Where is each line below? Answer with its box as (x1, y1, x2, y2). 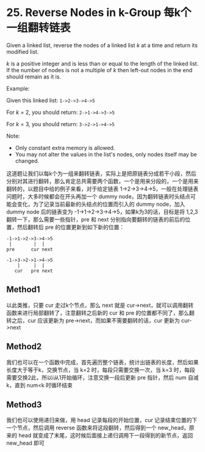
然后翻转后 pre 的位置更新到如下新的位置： (16, 223, 125, 230)
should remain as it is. (6, 73, 62, 80)
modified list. (6, 48, 39, 55)
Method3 (6, 399, 42, 410)
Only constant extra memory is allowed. (15, 144, 115, 151)
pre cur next (6, 246, 53, 252)
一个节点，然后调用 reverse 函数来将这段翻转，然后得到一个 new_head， (6, 424, 189, 432)
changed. (15, 157, 40, 164)
